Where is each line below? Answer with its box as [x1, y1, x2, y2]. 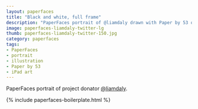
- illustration [6, 58, 44, 64]
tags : [6, 42, 19, 48]
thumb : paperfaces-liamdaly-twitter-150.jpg [6, 31, 117, 37]
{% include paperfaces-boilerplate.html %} [6, 97, 111, 104]
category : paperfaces [6, 36, 60, 42]
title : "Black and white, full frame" [6, 14, 101, 20]
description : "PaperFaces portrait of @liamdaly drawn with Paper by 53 [6, 19, 189, 25]
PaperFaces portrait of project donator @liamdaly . [6, 85, 128, 92]
